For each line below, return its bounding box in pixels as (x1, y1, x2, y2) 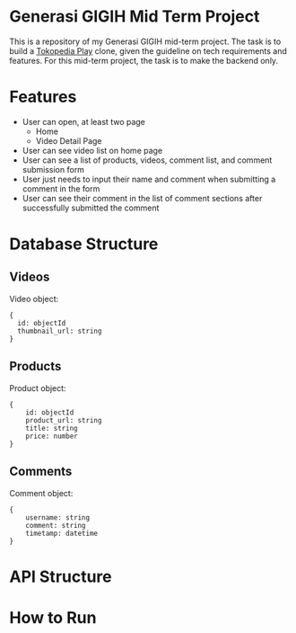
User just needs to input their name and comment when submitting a (22, 174, 276, 184)
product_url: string (25, 415, 102, 424)
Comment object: (9, 487, 74, 498)
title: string (25, 423, 78, 432)
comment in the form (22, 183, 100, 194)
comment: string (25, 521, 87, 530)
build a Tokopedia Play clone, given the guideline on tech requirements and (9, 45, 287, 56)
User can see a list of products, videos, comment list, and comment (22, 155, 273, 165)
